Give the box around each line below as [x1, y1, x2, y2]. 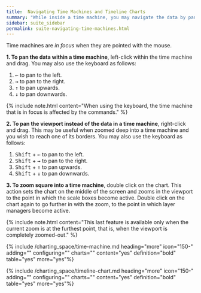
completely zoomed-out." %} [6, 231, 78, 238]
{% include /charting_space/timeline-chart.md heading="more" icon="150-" [6, 267, 194, 274]
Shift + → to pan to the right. [14, 157, 88, 165]
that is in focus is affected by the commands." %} [6, 108, 128, 116]
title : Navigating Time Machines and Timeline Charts [6, 8, 146, 15]
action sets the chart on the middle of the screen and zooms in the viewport [6, 188, 193, 195]
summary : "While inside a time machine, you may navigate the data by [6, 14, 186, 20]
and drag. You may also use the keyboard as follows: [6, 60, 136, 67]
